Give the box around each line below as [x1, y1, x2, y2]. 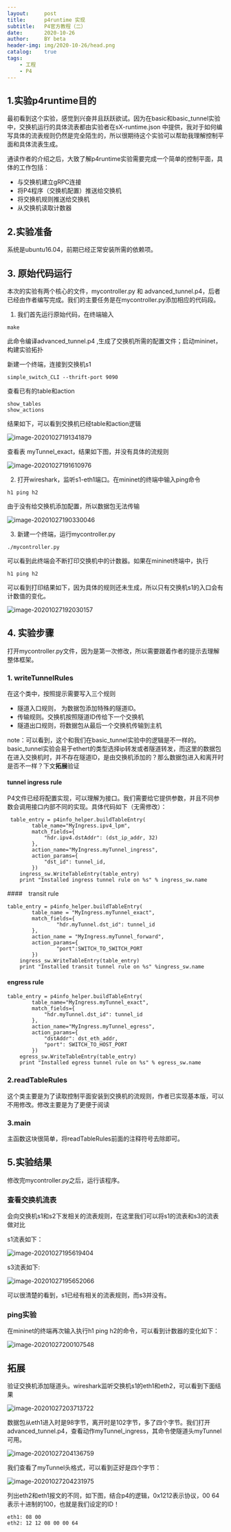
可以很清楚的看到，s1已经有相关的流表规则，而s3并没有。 [7, 1291, 170, 1299]
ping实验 [7, 1310, 36, 1319]
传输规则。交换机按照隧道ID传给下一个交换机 [16, 713, 144, 721]
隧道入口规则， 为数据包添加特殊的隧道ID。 [16, 704, 140, 713]
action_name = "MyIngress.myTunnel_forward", [32, 934, 165, 940]
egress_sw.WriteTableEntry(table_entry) [19, 1053, 137, 1060]
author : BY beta [7, 36, 67, 43]
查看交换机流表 [7, 1195, 57, 1205]
